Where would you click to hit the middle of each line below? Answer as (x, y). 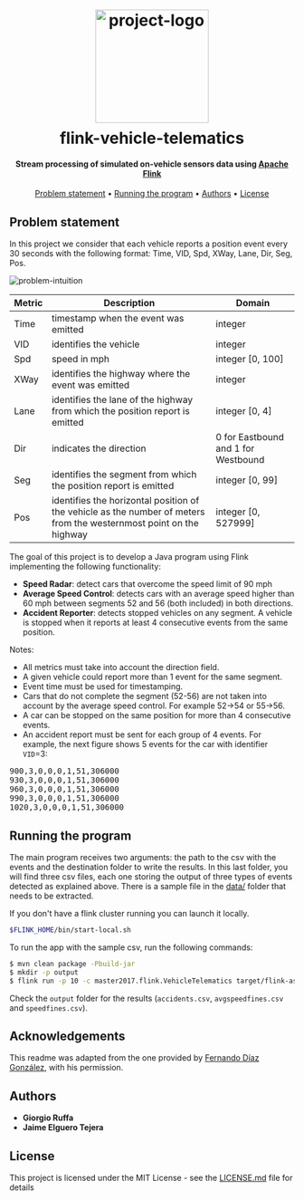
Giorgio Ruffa (48, 1118)
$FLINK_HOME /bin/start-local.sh (70, 930)
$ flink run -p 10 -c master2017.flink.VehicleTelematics (121, 981)
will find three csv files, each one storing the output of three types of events (151, 877)
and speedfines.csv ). (49, 1008)
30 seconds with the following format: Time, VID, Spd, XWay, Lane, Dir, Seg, (151, 254)
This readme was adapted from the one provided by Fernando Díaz (134, 1058)
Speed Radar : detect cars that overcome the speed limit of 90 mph (147, 584)
